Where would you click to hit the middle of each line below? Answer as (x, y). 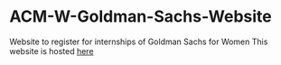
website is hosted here (52, 51)
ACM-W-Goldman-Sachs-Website (141, 17)
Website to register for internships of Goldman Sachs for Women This (139, 42)
